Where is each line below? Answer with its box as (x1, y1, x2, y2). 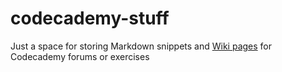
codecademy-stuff (10, 7, 170, 30)
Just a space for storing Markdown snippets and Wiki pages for (10, 40, 273, 52)
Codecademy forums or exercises (10, 50, 150, 62)
